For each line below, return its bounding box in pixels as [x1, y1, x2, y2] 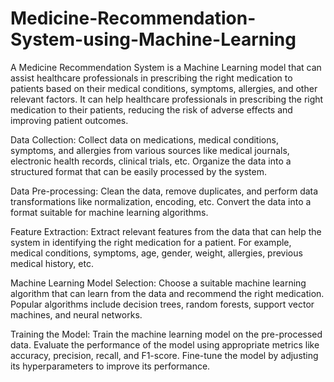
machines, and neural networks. [10, 308, 143, 321]
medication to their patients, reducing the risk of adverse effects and [10, 103, 293, 116]
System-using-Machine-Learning [10, 28, 297, 51]
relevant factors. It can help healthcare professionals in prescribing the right [10, 93, 324, 105]
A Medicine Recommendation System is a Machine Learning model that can [10, 61, 322, 73]
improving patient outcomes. [10, 114, 129, 126]
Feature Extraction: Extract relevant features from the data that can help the [10, 225, 322, 237]
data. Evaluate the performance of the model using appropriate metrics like [10, 338, 320, 351]
